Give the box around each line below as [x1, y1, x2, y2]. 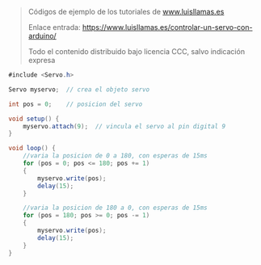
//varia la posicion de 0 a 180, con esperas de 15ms [23, 152, 208, 160]
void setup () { [8, 115, 60, 123]
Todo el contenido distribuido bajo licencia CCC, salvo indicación [27, 47, 245, 56]
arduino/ [27, 32, 57, 40]
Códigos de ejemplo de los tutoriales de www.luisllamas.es [27, 7, 225, 16]
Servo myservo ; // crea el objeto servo [8, 85, 150, 94]
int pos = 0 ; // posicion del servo [8, 100, 143, 108]
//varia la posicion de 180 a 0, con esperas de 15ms [23, 204, 208, 212]
